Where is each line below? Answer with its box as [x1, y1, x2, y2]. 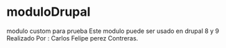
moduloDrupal [6, 4, 91, 20]
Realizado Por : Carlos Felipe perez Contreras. [6, 34, 139, 42]
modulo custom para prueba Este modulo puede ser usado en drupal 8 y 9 [6, 27, 220, 35]
